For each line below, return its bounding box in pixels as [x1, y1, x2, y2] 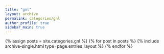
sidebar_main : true [5, 25, 45, 30]
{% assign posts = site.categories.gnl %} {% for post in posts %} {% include [5, 38, 160, 44]
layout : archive [5, 12, 38, 16]
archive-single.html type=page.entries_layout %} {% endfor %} [5, 43, 133, 49]
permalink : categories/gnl [5, 16, 60, 21]
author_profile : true [5, 20, 49, 26]
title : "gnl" [5, 7, 32, 12]
